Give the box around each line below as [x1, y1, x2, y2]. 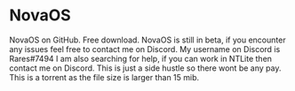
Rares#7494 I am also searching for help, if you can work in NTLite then [9, 53, 273, 64]
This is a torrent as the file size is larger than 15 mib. [9, 72, 200, 82]
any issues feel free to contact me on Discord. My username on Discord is [9, 43, 281, 54]
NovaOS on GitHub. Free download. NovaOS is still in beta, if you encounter [9, 34, 286, 45]
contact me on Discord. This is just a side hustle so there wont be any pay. [9, 63, 282, 73]
